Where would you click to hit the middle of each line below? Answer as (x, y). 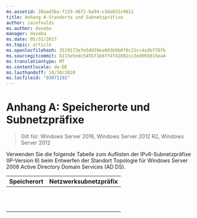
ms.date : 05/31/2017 (32, 39)
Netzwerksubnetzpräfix (83, 182)
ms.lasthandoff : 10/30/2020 (41, 72)
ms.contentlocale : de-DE (37, 67)
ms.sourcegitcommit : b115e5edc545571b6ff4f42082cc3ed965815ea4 (86, 56)
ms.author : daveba (29, 28)
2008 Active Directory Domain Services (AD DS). (66, 167)
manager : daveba (26, 34)
